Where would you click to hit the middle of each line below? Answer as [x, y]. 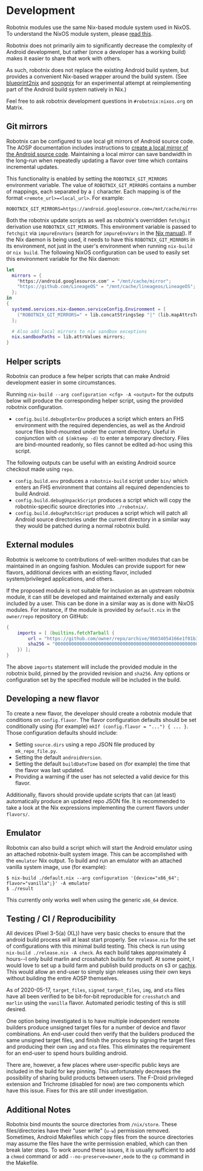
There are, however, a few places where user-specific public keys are [93, 1065]
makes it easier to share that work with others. [64, 58]
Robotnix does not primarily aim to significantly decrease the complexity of [100, 45]
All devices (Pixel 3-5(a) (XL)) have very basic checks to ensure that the [96, 933]
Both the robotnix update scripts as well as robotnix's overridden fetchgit [98, 220]
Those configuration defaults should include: [62, 732]
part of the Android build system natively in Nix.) [66, 89]
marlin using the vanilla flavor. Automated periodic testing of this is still [96, 1003]
